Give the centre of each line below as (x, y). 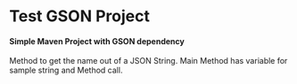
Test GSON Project (79, 16)
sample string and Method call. (66, 70)
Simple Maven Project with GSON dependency (97, 41)
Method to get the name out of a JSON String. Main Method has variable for (148, 61)
